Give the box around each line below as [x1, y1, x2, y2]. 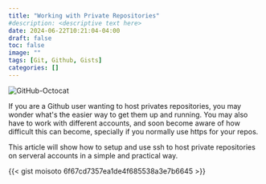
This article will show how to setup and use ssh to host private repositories [8, 142, 256, 152]
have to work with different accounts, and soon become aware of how [8, 118, 241, 128]
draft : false [8, 34, 52, 42]
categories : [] [8, 64, 59, 72]
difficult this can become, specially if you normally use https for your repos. [8, 126, 259, 136]
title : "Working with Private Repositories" [8, 11, 160, 20]
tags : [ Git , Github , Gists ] [8, 57, 103, 65]
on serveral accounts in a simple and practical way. [8, 150, 178, 160]
